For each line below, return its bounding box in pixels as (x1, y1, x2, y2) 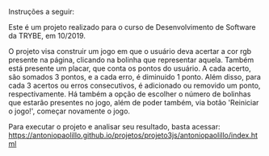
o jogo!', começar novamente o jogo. (8, 106, 131, 116)
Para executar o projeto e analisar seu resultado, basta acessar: (8, 122, 221, 131)
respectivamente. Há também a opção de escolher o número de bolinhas (8, 89, 251, 99)
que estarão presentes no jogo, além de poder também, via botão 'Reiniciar (8, 98, 259, 107)
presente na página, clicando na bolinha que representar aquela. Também (8, 55, 254, 64)
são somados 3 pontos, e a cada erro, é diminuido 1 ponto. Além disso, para (8, 72, 261, 81)
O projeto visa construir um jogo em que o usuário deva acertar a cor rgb (8, 47, 252, 55)
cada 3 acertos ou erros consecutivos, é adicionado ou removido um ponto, (8, 80, 261, 90)
